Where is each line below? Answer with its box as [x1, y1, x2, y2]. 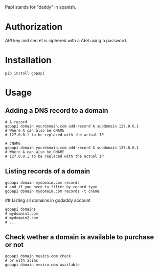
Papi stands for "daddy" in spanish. [5, 4, 77, 10]
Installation [5, 55, 52, 66]
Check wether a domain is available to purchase [5, 233, 154, 242]
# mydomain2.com [5, 215, 38, 220]
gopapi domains [5, 207, 36, 212]
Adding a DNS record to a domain [5, 106, 109, 115]
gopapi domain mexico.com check [5, 253, 71, 259]
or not [5, 241, 24, 249]
